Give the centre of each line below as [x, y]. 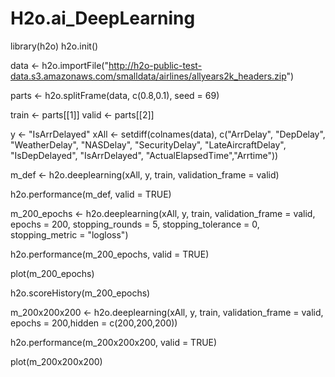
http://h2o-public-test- [155, 65]
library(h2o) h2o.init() [54, 46]
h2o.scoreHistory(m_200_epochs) [80, 293]
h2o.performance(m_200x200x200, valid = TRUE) [114, 342]
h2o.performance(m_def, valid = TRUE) [91, 194]
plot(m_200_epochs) [52, 273]
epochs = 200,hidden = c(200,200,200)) [94, 323]
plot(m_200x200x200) [56, 361]
